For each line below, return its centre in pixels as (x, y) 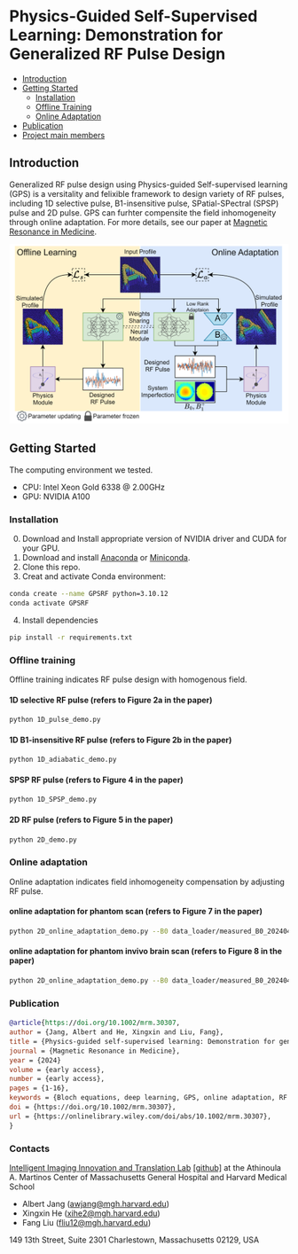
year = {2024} (35, 1060)
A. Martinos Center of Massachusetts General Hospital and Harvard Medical (148, 1177)
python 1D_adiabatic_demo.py (63, 760)
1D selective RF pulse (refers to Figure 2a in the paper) (111, 700)
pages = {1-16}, (39, 1088)
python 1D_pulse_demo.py (55, 720)
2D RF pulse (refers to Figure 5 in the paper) (91, 819)
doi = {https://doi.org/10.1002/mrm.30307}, (93, 1107)
